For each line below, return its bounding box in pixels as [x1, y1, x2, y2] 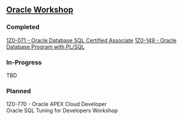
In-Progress [6, 58, 42, 66]
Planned [6, 87, 31, 95]
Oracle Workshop [6, 5, 73, 15]
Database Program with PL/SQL [6, 43, 85, 50]
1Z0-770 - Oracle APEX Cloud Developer [6, 101, 107, 108]
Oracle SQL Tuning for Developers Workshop [6, 107, 119, 114]
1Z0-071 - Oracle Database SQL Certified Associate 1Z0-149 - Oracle [6, 36, 177, 44]
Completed [6, 23, 40, 31]
